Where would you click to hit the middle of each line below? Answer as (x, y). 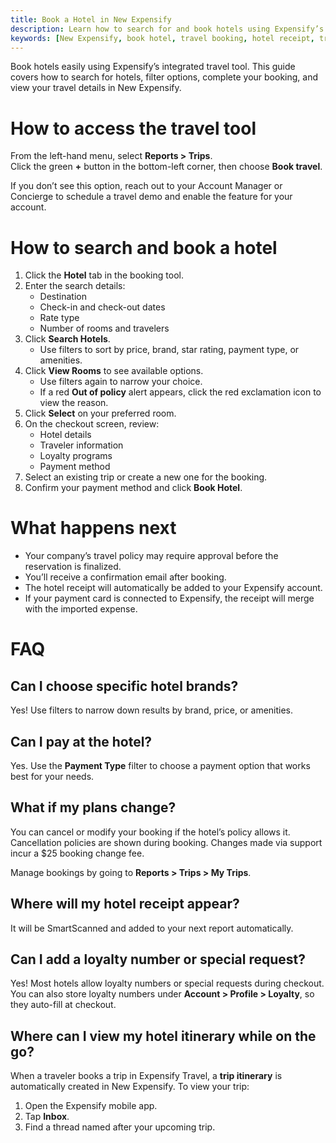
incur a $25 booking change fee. (77, 853)
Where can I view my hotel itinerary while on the (163, 1036)
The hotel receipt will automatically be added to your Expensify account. (173, 588)
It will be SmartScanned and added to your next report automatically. (152, 928)
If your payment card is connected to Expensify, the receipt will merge (169, 598)
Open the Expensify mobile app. (91, 1106)
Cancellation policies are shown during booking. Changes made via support (166, 842)
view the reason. (74, 403)
